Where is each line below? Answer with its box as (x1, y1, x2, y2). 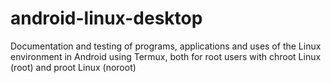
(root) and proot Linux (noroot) (10, 61, 137, 73)
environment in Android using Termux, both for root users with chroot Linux (10, 50, 322, 62)
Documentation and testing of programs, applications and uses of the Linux (10, 40, 322, 52)
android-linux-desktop (10, 7, 203, 30)
